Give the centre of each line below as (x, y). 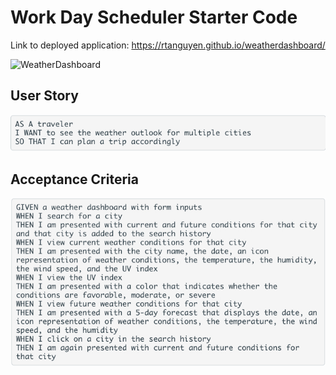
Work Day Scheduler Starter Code (154, 17)
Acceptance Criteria (74, 179)
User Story (44, 96)
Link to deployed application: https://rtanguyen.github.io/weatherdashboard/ (168, 45)
